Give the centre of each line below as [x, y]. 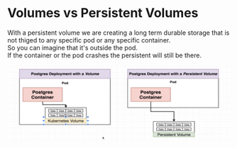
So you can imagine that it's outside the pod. [73, 47]
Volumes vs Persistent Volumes [103, 13]
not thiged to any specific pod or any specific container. [89, 40]
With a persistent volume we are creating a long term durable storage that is [118, 33]
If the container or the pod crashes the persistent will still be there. [105, 55]
